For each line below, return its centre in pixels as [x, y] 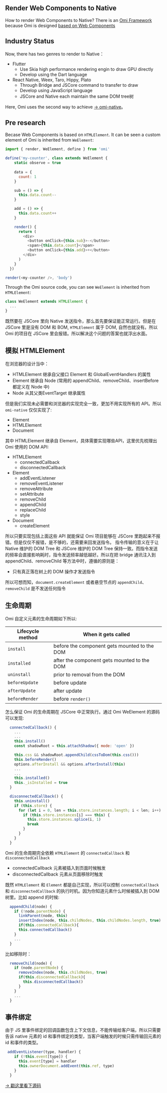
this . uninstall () [32, 801]
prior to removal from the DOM [89, 674]
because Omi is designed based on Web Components [60, 25]
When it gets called [106, 634]
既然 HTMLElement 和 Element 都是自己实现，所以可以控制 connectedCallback [82, 885]
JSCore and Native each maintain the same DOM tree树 [77, 96]
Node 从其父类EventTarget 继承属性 [49, 393]
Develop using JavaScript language [56, 90]
